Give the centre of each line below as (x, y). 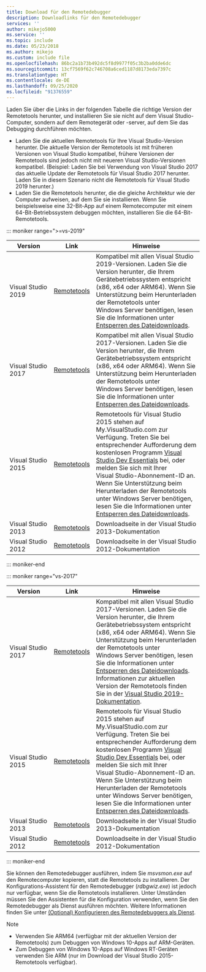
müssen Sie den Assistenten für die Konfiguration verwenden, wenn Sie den (102, 899)
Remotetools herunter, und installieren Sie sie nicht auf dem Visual (90, 116)
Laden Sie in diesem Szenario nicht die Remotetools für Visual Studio (102, 180)
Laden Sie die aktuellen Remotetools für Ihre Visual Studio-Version (99, 140)
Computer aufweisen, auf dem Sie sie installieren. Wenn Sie (91, 199)
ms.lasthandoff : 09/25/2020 (42, 86)
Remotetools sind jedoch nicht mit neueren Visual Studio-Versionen (100, 160)
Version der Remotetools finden (141, 686)
